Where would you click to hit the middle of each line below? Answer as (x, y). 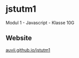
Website (19, 38)
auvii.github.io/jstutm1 (28, 50)
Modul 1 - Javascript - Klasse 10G (40, 23)
